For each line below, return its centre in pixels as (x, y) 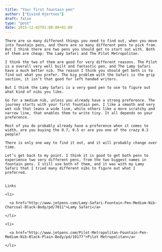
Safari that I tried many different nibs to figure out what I (70, 168)
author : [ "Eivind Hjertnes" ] (34, 14)
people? (13, 134)
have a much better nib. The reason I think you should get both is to (79, 71)
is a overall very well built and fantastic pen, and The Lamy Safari (78, 67)
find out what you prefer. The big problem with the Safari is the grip (80, 75)
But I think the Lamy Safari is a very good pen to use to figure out (78, 88)
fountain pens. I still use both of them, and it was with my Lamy (75, 164)
